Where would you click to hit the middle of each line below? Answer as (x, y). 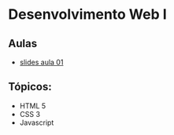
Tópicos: (30, 87)
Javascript (37, 122)
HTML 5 (33, 106)
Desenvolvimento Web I (87, 15)
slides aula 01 (41, 62)
